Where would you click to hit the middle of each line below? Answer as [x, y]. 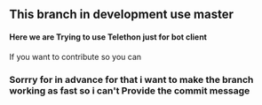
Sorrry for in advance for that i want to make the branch [131, 79]
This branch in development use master [121, 15]
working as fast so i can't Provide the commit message [130, 90]
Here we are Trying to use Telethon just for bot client [108, 37]
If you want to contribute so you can [75, 56]
